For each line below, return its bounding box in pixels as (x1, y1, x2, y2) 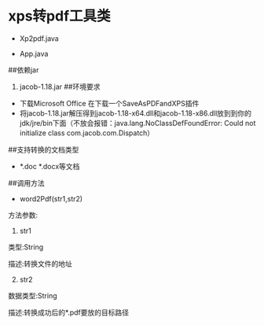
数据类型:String (8, 290, 57, 300)
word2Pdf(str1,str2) (19, 194, 83, 203)
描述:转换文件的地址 (8, 259, 73, 268)
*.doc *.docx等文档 (19, 161, 80, 171)
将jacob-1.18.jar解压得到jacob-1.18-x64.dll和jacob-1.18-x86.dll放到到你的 (19, 108, 252, 118)
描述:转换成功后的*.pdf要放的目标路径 (8, 308, 130, 317)
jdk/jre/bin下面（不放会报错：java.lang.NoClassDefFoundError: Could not (19, 118, 256, 127)
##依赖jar (8, 65, 39, 75)
